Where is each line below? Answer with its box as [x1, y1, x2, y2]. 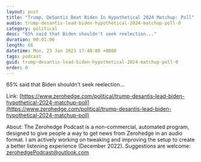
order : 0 [6, 64, 28, 71]
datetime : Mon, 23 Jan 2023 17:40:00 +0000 [6, 48, 117, 54]
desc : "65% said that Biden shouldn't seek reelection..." [6, 31, 157, 37]
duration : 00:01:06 [6, 37, 55, 43]
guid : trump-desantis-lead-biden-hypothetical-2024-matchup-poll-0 [6, 59, 179, 65]
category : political [6, 25, 58, 32]
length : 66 [6, 43, 34, 49]
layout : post [6, 8, 39, 15]
